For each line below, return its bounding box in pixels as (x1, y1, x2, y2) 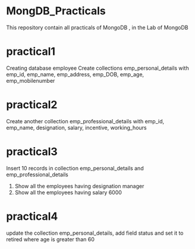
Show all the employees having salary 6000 (14, 189, 122, 196)
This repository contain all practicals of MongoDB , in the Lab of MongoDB (6, 24, 188, 31)
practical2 (6, 98, 58, 111)
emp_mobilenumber (6, 77, 55, 84)
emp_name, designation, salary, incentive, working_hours (6, 124, 147, 131)
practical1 (6, 45, 55, 58)
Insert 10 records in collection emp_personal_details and (6, 164, 144, 172)
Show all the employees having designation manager (14, 182, 144, 189)
